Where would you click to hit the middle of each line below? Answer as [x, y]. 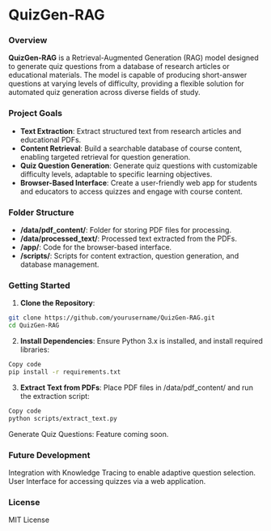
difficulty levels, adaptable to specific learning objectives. [116, 174]
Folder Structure [41, 212]
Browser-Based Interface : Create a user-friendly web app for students [138, 182]
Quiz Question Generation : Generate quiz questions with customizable [139, 165]
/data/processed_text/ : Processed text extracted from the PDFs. [128, 239]
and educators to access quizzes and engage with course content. [131, 191]
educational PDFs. [51, 139]
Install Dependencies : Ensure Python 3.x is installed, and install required [141, 341]
